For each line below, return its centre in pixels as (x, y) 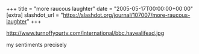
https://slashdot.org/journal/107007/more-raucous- (127, 15)
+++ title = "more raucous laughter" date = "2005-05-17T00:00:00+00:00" (100, 9)
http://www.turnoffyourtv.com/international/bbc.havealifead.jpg (85, 33)
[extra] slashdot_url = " (35, 15)
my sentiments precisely (37, 45)
